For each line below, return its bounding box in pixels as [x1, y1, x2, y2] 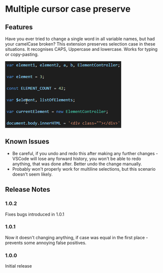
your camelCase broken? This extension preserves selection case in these [5, 41, 156, 47]
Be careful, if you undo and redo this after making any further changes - [12, 150, 158, 156]
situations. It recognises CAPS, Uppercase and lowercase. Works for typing [5, 46, 158, 52]
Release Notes [5, 185, 51, 194]
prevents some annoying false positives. [5, 240, 87, 246]
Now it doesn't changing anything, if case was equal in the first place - [5, 234, 148, 240]
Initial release [5, 263, 32, 269]
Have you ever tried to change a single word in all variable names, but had [5, 36, 155, 42]
